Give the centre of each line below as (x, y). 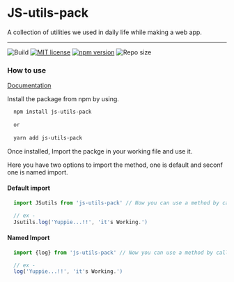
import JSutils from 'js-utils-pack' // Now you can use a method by (116, 203)
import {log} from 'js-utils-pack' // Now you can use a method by (114, 253)
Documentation (29, 86)
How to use (27, 70)
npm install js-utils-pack (53, 112)
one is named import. (38, 172)
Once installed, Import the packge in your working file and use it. (100, 151)
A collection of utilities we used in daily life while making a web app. (104, 32)
